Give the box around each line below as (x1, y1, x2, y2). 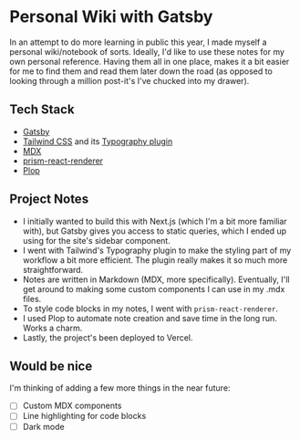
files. (22, 293, 42, 304)
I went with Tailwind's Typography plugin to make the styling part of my (22, 245, 292, 256)
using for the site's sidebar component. (22, 235, 171, 246)
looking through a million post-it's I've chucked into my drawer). (9, 75, 250, 86)
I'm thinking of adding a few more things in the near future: (9, 382, 231, 393)
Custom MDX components (22, 400, 122, 412)
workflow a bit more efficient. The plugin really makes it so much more (22, 254, 288, 266)
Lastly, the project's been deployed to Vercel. (22, 331, 193, 343)
